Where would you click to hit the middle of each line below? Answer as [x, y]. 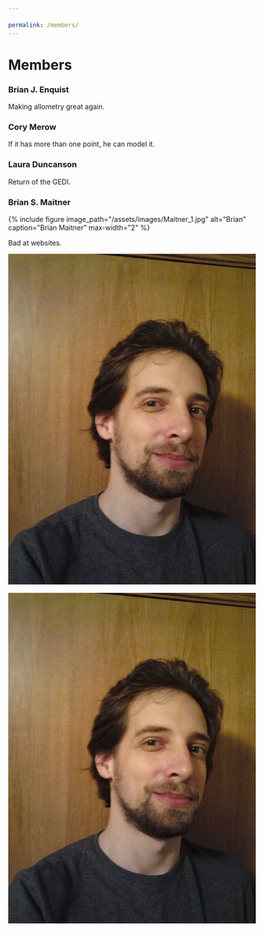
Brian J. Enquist [38, 89]
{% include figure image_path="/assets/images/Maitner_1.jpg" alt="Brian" [127, 219]
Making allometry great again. [57, 106]
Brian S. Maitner [39, 202]
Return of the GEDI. [39, 182]
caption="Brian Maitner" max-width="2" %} [79, 227]
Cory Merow [32, 127]
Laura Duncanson [42, 165]
